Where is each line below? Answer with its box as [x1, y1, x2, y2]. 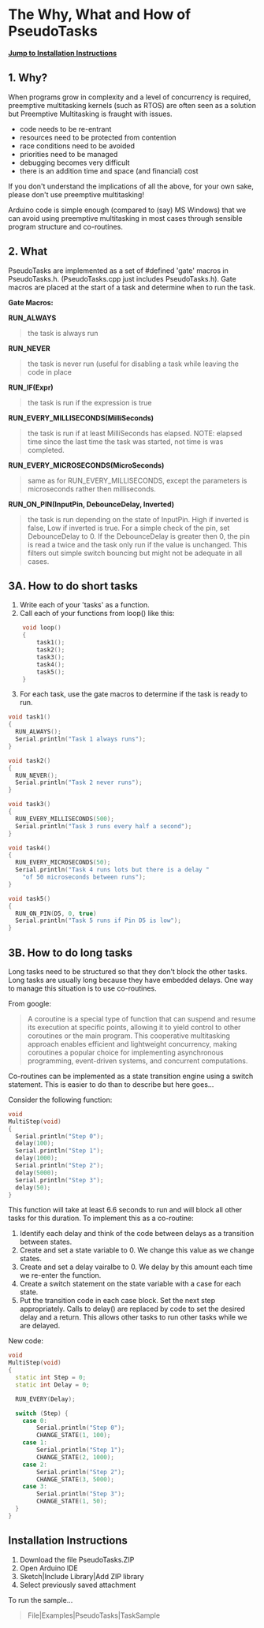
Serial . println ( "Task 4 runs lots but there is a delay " [15, 866, 210, 874]
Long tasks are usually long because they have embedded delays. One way [8, 975, 254, 984]
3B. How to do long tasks [8, 946, 132, 959]
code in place [27, 367, 73, 376]
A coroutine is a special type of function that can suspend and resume [27, 1014, 256, 1023]
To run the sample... [8, 1595, 73, 1604]
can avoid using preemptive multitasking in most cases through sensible [8, 213, 243, 222]
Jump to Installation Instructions [8, 48, 117, 58]
